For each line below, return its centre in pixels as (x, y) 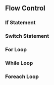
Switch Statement (27, 36)
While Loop (19, 63)
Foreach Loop (22, 76)
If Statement (20, 23)
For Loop (16, 50)
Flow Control (25, 8)
